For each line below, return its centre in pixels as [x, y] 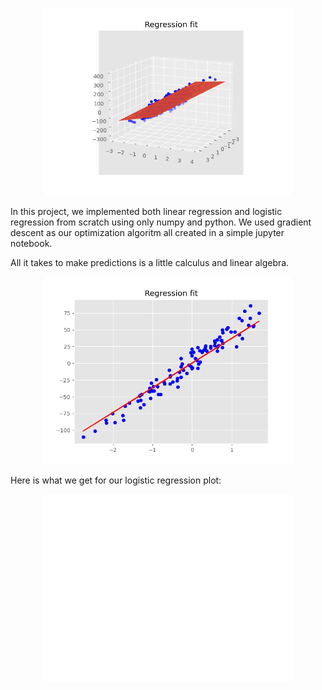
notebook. [31, 243]
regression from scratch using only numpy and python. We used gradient [161, 222]
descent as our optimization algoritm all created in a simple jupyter [147, 232]
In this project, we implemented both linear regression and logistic [146, 211]
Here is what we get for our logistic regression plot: [116, 480]
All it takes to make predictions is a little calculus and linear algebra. [150, 262]
